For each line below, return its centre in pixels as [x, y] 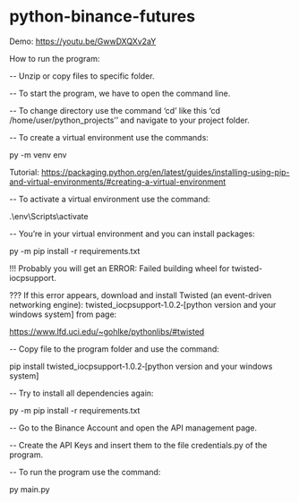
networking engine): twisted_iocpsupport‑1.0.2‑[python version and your [143, 304]
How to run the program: [55, 58]
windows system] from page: [63, 314]
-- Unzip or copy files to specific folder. [82, 76]
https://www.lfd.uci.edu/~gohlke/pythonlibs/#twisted [107, 331]
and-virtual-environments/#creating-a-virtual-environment [118, 182]
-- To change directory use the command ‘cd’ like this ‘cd [115, 110]
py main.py [30, 489]
